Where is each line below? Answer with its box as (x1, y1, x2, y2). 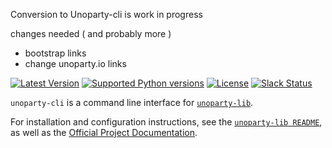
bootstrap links (24, 47, 87, 59)
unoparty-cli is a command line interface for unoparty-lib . (10, 97, 254, 108)
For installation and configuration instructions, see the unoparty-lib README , (10, 116, 323, 128)
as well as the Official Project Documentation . (10, 127, 198, 138)
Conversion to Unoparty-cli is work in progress (10, 9, 203, 20)
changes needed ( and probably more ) (10, 28, 172, 39)
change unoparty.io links (24, 58, 127, 69)
